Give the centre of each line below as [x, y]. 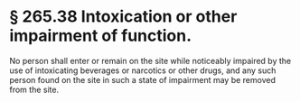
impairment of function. [101, 36]
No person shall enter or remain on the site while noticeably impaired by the [150, 60]
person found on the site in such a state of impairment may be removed [142, 79]
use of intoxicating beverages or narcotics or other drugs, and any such [143, 70]
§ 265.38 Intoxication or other [123, 17]
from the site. [34, 89]
